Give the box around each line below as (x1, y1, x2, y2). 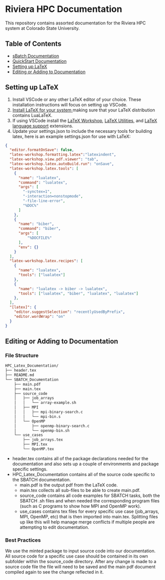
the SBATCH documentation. (12, 477, 71, 483)
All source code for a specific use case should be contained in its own (5, 553, 149, 559)
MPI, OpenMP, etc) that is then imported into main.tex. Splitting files (19, 513, 158, 519)
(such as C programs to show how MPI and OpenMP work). (19, 503, 141, 509)
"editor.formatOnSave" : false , (9, 148, 74, 153)
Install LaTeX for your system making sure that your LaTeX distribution (12, 107, 155, 113)
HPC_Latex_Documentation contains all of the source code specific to (12, 471, 155, 477)
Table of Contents (5, 40, 62, 48)
